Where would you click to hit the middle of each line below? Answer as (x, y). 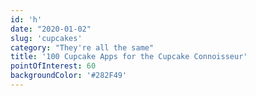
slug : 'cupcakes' (46, 38)
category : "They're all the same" (82, 47)
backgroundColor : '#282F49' (69, 76)
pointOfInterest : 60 (53, 66)
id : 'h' (26, 19)
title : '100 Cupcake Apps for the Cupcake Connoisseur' (129, 57)
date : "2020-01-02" (51, 29)
